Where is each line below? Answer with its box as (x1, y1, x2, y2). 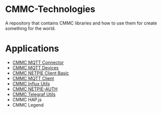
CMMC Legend (12, 101, 44, 108)
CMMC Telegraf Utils (12, 91, 56, 97)
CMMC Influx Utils (12, 80, 50, 86)
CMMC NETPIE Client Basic (12, 70, 69, 76)
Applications (5, 43, 59, 54)
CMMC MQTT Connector (12, 59, 64, 65)
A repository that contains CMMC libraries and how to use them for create (5, 20, 157, 26)
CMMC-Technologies (5, 3, 96, 15)
